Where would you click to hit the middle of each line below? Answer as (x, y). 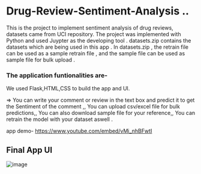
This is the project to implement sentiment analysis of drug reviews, (90, 28)
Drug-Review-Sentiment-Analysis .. (98, 11)
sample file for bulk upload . (41, 60)
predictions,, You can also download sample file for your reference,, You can (101, 113)
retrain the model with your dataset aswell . (59, 119)
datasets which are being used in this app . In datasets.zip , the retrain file (97, 47)
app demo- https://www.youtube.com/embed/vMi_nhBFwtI (79, 131)
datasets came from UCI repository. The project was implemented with (94, 34)
